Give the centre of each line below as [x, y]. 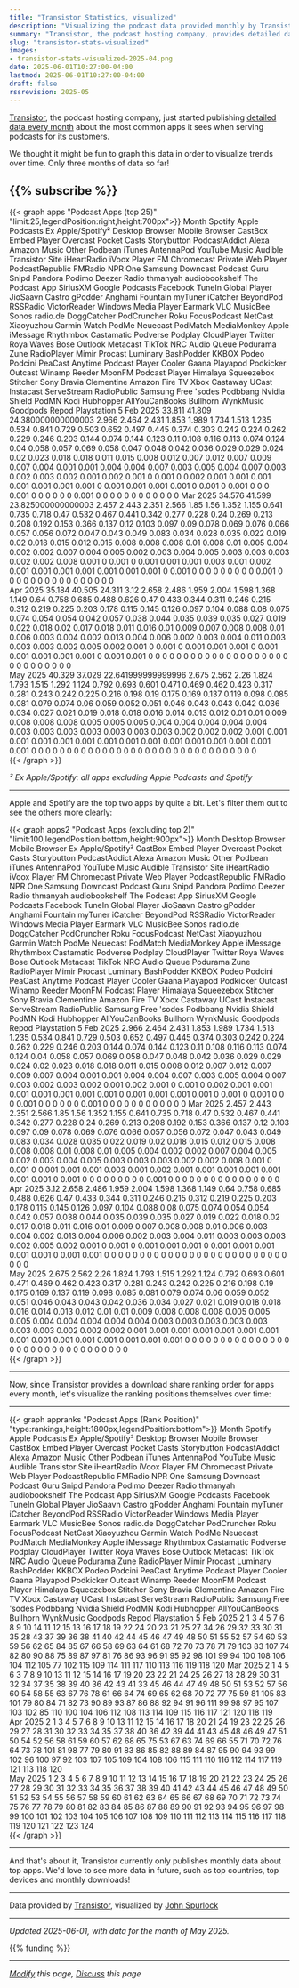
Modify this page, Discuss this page [75, 1974]
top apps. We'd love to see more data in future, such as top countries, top [144, 1871]
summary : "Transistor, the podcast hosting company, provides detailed [145, 34]
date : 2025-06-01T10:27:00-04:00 [71, 68]
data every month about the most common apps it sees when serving [137, 126]
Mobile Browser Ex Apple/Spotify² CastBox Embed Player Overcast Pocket [146, 849]
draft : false [33, 84]
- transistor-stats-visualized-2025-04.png [91, 59]
